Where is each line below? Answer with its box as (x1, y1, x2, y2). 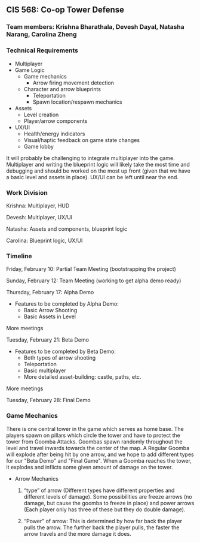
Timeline (6, 252, 32, 260)
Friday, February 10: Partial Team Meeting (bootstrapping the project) (6, 266, 176, 273)
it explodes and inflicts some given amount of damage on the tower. (6, 463, 173, 470)
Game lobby (23, 143, 54, 150)
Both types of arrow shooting (23, 354, 96, 361)
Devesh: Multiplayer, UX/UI (6, 213, 73, 221)
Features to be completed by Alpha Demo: (14, 300, 119, 307)
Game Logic (14, 66, 45, 74)
